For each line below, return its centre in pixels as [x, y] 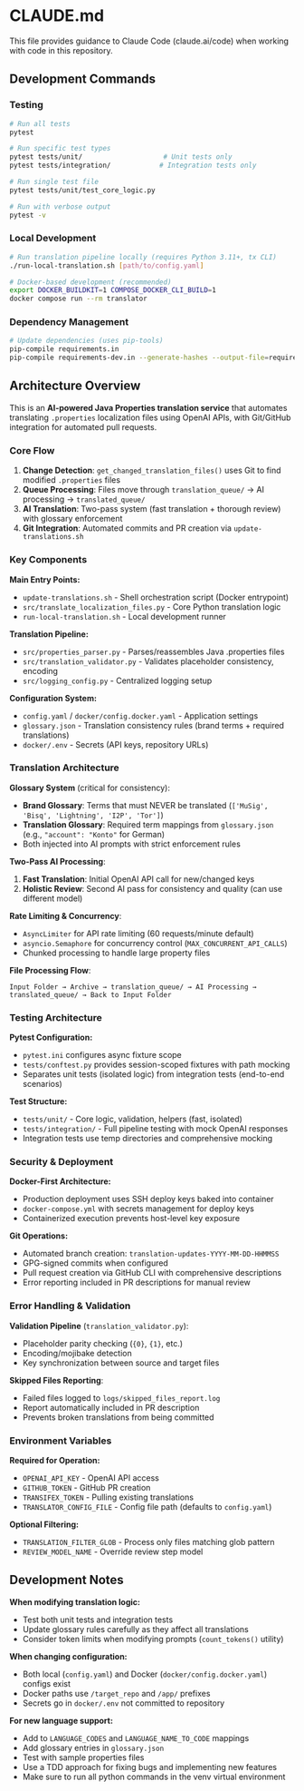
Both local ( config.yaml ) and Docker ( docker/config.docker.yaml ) [145, 1674]
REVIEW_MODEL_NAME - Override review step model [113, 1551]
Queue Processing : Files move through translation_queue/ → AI [143, 490]
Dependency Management [69, 322]
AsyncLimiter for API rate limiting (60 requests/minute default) [138, 933]
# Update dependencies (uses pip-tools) [87, 341]
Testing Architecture [56, 1017]
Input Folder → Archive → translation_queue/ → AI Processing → [133, 987]
